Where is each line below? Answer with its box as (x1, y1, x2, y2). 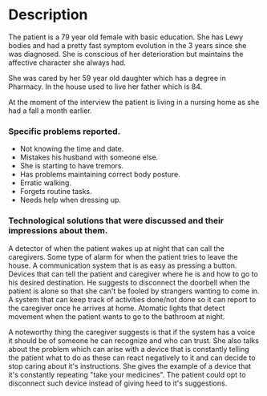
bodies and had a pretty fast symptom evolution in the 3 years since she (8, 40, 247, 50)
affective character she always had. (8, 58, 127, 67)
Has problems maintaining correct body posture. (19, 170, 180, 180)
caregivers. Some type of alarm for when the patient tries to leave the (8, 252, 238, 261)
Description (8, 6, 88, 24)
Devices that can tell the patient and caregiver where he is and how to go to (8, 269, 258, 278)
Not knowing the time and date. (19, 144, 124, 154)
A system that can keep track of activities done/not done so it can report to (8, 294, 257, 304)
